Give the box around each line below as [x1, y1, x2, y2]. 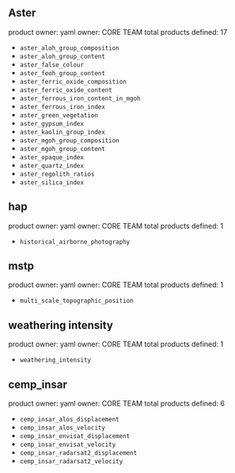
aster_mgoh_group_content [19, 145, 105, 153]
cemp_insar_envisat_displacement [19, 433, 131, 441]
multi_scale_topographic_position [19, 297, 134, 305]
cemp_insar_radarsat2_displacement [19, 449, 138, 457]
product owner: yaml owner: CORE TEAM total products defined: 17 [8, 27, 228, 36]
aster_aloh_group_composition [19, 44, 120, 52]
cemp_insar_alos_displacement [19, 415, 120, 424]
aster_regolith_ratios [19, 170, 95, 178]
